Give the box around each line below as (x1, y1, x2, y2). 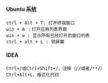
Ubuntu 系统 (6, 5, 37, 12)
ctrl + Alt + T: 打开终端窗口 (6, 20, 75, 26)
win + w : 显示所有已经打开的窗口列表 (6, 33, 90, 39)
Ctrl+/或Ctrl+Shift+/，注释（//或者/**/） (6, 66, 105, 72)
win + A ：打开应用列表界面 (6, 27, 67, 33)
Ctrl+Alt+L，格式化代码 (6, 72, 59, 78)
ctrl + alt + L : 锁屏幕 (6, 39, 65, 45)
